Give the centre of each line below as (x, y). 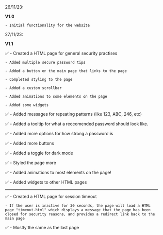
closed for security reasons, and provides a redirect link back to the (80, 214)
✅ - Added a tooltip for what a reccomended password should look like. (77, 124)
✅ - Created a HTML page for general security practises (61, 53)
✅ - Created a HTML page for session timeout (51, 196)
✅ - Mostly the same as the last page (42, 227)
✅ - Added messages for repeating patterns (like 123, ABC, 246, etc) (73, 114)
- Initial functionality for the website (48, 25)
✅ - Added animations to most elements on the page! (58, 172)
